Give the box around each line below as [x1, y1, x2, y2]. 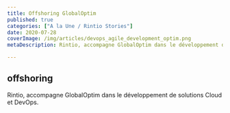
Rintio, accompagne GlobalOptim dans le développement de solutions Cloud [7, 91, 222, 99]
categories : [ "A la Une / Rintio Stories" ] [7, 22, 133, 29]
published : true [7, 16, 53, 23]
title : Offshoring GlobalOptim [7, 10, 97, 17]
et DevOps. [7, 98, 39, 106]
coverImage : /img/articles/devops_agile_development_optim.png [7, 35, 192, 42]
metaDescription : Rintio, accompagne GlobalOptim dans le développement [7, 42, 219, 48]
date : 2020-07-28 [7, 29, 57, 36]
